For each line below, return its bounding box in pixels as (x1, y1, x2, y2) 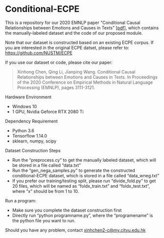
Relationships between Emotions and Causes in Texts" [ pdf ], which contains (5, 24, 159, 30)
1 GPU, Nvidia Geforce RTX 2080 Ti (12, 109, 84, 115)
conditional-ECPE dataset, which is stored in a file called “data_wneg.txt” (12, 172, 160, 178)
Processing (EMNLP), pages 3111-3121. (17, 84, 95, 90)
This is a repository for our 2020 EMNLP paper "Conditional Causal (5, 20, 141, 25)
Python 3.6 (12, 127, 34, 133)
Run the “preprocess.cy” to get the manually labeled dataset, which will (12, 157, 157, 163)
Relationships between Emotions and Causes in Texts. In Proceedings (17, 74, 158, 80)
